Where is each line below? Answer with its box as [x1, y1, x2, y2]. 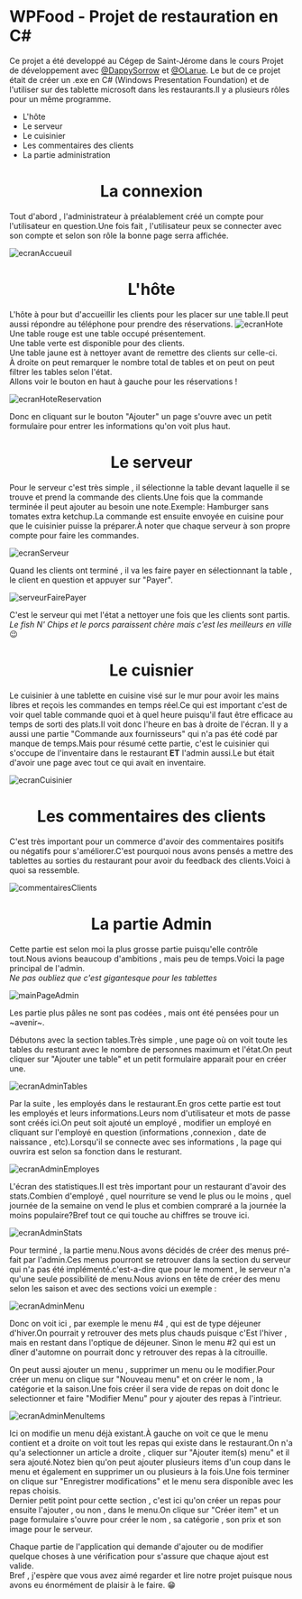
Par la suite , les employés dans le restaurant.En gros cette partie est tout [9, 1098, 281, 1108]
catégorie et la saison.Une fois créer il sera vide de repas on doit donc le [9, 1383, 279, 1394]
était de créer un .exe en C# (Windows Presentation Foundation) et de [9, 74, 270, 85]
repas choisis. [9, 1485, 61, 1496]
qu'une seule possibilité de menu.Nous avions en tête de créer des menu [9, 1273, 281, 1284]
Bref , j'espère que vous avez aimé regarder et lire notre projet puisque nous [9, 1569, 293, 1580]
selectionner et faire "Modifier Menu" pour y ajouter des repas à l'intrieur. [9, 1392, 282, 1403]
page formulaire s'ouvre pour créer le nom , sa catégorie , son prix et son [9, 1513, 281, 1525]
